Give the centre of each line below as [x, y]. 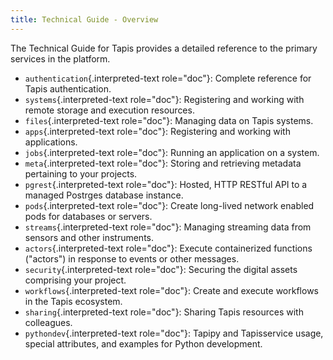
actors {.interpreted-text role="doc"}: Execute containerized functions [168, 248]
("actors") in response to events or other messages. [132, 258]
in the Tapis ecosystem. [73, 301]
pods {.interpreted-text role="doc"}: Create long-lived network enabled [169, 205]
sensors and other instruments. [89, 237]
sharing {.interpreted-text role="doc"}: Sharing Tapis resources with [164, 312]
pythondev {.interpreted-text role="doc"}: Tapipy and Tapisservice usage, [174, 333]
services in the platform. [60, 58]
